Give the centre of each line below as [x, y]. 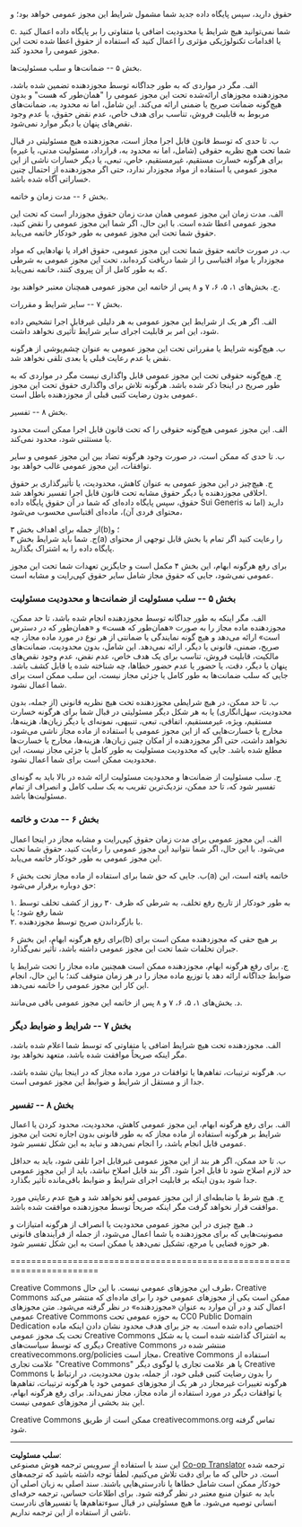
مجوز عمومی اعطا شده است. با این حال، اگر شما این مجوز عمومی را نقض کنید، [143, 223]
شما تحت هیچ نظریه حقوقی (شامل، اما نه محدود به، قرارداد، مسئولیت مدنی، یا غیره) [151, 150]
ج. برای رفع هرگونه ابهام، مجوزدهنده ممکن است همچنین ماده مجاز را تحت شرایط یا [150, 966]
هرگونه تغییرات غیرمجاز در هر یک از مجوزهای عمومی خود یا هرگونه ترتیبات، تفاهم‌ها [149, 1383]
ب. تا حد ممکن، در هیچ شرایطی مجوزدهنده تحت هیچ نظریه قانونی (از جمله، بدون [145, 702]
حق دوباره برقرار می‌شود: [53, 885]
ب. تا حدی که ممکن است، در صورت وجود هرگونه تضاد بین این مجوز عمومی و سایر [148, 456]
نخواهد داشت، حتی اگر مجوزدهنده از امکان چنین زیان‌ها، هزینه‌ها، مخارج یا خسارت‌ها [149, 740]
